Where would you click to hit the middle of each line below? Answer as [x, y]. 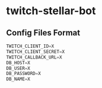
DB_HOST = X [18, 63]
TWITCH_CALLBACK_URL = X [34, 57]
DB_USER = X [18, 68]
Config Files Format [43, 33]
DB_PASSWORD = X [24, 74]
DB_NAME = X [18, 79]
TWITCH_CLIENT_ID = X [30, 46]
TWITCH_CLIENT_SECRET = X [36, 51]
